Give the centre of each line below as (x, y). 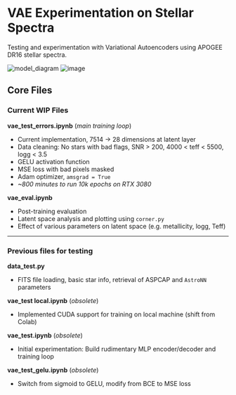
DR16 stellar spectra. (37, 55)
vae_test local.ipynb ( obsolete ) (53, 300)
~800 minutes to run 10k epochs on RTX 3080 (84, 184)
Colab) (27, 321)
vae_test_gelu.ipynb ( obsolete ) (53, 370)
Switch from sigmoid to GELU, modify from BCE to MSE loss (104, 383)
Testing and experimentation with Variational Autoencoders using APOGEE (115, 47)
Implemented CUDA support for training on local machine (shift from (116, 314)
